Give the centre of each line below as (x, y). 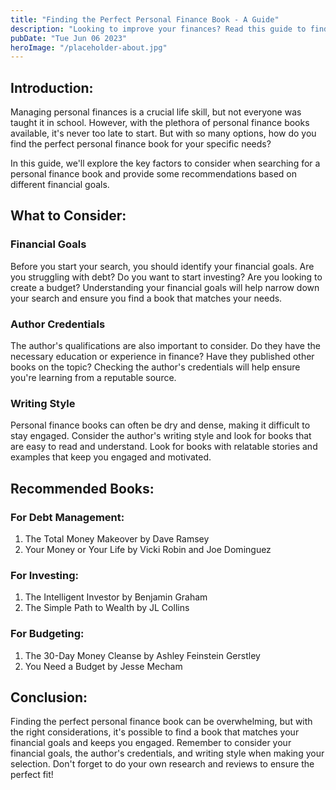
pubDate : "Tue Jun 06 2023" (69, 38)
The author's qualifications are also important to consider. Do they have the (165, 346)
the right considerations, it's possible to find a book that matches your (155, 732)
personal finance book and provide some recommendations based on (154, 174)
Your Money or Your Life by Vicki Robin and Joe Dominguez (148, 550)
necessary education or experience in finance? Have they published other (162, 357)
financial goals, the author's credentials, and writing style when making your (167, 753)
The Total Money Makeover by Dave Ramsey (117, 539)
